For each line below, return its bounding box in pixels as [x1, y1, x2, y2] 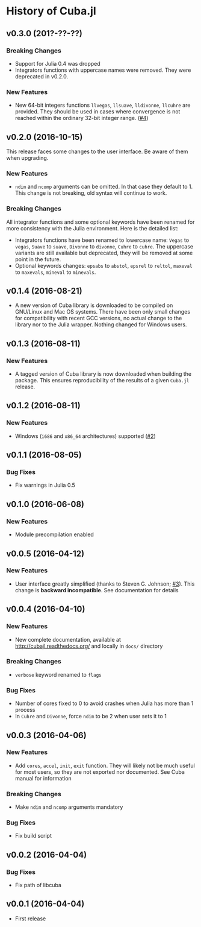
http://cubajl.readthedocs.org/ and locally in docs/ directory [14, 642, 163, 650]
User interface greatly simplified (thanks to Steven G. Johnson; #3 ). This [14, 580, 195, 587]
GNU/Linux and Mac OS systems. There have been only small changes [14, 308, 191, 315]
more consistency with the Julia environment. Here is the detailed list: [6, 224, 179, 232]
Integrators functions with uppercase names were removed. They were [14, 66, 191, 74]
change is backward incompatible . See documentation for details [14, 586, 179, 593]
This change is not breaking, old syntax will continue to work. [14, 189, 167, 197]
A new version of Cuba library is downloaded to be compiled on [14, 302, 173, 309]
